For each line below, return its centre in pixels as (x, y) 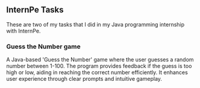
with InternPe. (23, 31)
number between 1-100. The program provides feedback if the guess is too (99, 66)
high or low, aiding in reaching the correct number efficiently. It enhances (97, 72)
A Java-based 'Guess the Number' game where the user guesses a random (100, 60)
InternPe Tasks (35, 10)
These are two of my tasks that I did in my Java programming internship (95, 24)
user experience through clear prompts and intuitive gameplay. (84, 79)
